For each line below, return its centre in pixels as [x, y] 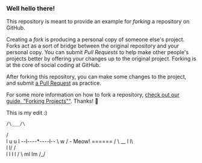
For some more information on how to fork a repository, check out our [93, 95]
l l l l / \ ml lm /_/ [26, 154]
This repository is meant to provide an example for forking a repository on [98, 22]
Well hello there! [31, 8]
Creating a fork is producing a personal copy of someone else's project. [96, 40]
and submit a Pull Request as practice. [54, 83]
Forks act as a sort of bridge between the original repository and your [93, 46]
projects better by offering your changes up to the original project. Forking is [101, 59]
